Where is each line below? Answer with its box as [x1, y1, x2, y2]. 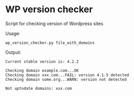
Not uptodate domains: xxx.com [5, 86, 72, 91]
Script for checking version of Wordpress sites [5, 20, 103, 27]
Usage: [5, 30, 20, 36]
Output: [5, 49, 21, 55]
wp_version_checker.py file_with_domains [5, 40, 95, 45]
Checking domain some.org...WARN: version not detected [5, 77, 127, 82]
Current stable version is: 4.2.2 [5, 59, 79, 64]
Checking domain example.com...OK [5, 68, 79, 73]
